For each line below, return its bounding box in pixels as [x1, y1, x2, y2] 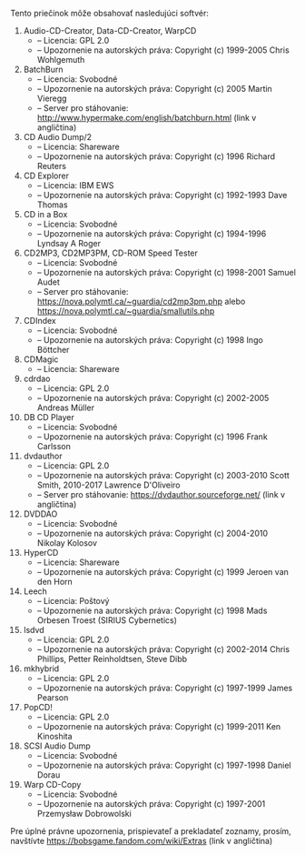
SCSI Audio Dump [23, 740, 92, 751]
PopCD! [23, 702, 53, 712]
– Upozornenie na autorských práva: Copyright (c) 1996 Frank [36, 431, 269, 442]
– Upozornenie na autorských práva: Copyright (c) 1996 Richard [36, 151, 276, 162]
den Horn [36, 577, 74, 587]
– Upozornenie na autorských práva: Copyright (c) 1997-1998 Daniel [36, 759, 291, 770]
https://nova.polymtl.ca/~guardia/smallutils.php [36, 306, 215, 317]
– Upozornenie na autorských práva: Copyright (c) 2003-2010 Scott [36, 470, 290, 480]
